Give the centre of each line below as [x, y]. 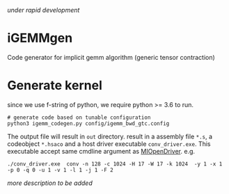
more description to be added [50, 183]
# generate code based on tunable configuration [79, 118]
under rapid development [44, 10]
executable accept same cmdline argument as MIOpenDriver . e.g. [101, 151]
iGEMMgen [40, 38]
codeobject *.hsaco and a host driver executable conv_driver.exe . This [109, 144]
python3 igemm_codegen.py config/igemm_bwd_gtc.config [88, 123]
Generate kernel [55, 86]
